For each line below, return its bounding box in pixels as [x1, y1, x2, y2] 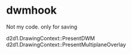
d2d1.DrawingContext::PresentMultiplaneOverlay [6, 41, 127, 48]
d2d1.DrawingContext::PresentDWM [6, 34, 96, 42]
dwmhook [6, 4, 57, 17]
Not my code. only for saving [6, 23, 78, 30]
